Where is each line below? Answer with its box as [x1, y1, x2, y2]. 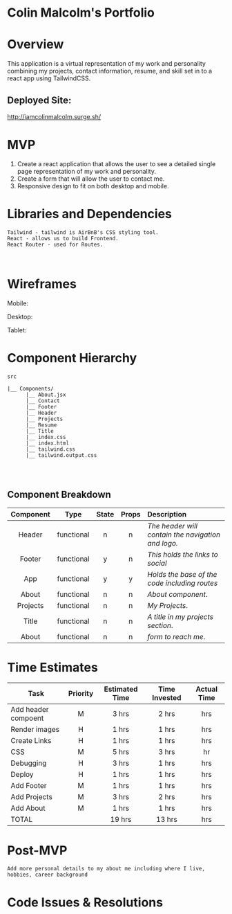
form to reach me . [147, 631, 206, 641]
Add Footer [10, 781, 47, 791]
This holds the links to [147, 549, 219, 559]
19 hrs [110, 815, 132, 825]
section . [147, 620, 174, 630]
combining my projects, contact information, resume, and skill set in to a [7, 67, 213, 75]
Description [147, 509, 187, 519]
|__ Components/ [7, 385, 54, 392]
